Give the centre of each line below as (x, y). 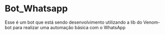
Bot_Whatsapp (36, 9)
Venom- (151, 22)
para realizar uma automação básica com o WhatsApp (69, 27)
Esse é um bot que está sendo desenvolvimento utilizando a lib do (73, 22)
